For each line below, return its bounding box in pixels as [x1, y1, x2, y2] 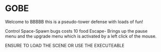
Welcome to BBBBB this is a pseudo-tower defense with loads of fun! [5, 19, 143, 25]
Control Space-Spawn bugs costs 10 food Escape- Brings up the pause [5, 28, 148, 34]
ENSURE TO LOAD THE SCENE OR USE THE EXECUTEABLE [5, 42, 125, 48]
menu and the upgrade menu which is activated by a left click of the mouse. [5, 33, 157, 39]
